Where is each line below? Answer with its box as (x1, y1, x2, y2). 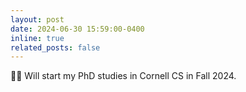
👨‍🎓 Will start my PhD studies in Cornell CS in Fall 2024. (10, 70, 237, 82)
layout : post (10, 14, 65, 25)
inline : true (10, 33, 65, 43)
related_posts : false (10, 42, 101, 53)
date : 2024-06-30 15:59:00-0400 (10, 24, 145, 34)
